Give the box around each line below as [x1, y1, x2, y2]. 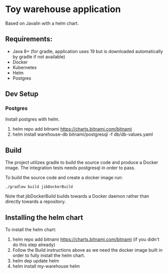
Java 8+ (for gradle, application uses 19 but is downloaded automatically [12, 48, 163, 54]
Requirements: [5, 35, 53, 43]
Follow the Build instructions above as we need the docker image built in [12, 247, 162, 253]
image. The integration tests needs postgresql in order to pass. [5, 165, 136, 171]
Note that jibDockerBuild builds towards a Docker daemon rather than [5, 193, 149, 199]
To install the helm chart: [5, 227, 56, 233]
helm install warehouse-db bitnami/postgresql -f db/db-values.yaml [12, 131, 153, 137]
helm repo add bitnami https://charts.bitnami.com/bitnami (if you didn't [12, 236, 159, 243]
